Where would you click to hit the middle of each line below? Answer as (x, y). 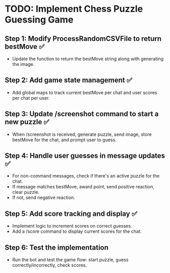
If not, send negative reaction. (44, 197)
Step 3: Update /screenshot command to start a (82, 114)
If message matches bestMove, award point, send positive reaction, (83, 187)
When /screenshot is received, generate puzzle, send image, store (82, 134)
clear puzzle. (26, 192)
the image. (23, 64)
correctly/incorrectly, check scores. (49, 265)
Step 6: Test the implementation (57, 247)
